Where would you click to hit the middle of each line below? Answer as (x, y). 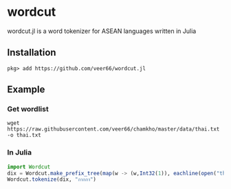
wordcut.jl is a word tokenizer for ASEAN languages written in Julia (102, 31)
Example (26, 90)
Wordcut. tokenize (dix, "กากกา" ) (52, 179)
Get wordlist (28, 109)
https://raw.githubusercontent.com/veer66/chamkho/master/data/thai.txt (113, 129)
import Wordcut (29, 167)
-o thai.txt (24, 135)
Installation (32, 53)
